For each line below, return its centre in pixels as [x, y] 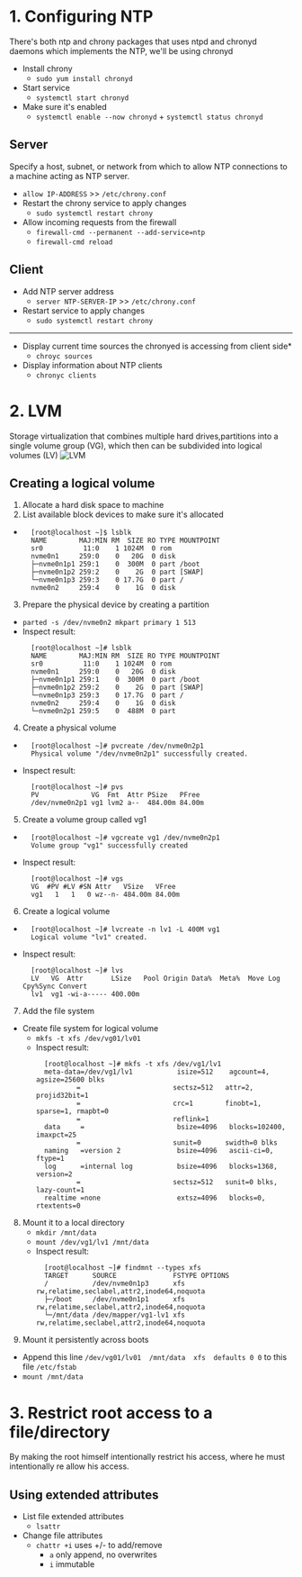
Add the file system [58, 1011]
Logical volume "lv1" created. [89, 938]
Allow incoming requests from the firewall [99, 222]
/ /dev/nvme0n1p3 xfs [115, 1284]
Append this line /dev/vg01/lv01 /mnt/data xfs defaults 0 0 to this [155, 1357]
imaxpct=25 [56, 1135]
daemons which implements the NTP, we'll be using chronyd [121, 50]
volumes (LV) [34, 455]
